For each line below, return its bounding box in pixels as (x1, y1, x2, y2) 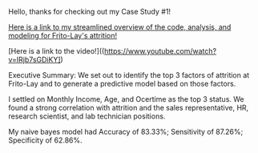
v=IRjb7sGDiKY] (8, 55, 62, 64)
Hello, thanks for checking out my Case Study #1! (8, 7, 171, 16)
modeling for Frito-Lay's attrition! (8, 31, 118, 40)
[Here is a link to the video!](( (8, 46, 105, 55)
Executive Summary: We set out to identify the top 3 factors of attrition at (8, 70, 250, 79)
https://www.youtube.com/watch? (103, 46, 217, 55)
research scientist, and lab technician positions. (8, 111, 166, 121)
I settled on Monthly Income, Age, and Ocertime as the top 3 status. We (8, 95, 244, 103)
